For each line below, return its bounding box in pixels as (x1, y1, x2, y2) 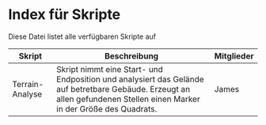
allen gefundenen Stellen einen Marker (56, 93, 200, 104)
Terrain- (12, 78, 44, 89)
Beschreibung (104, 50, 159, 61)
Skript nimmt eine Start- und (56, 63, 164, 74)
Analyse (12, 89, 43, 100)
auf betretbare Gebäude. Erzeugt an (56, 83, 191, 94)
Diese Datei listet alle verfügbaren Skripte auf (8, 32, 157, 41)
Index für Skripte (8, 6, 121, 24)
